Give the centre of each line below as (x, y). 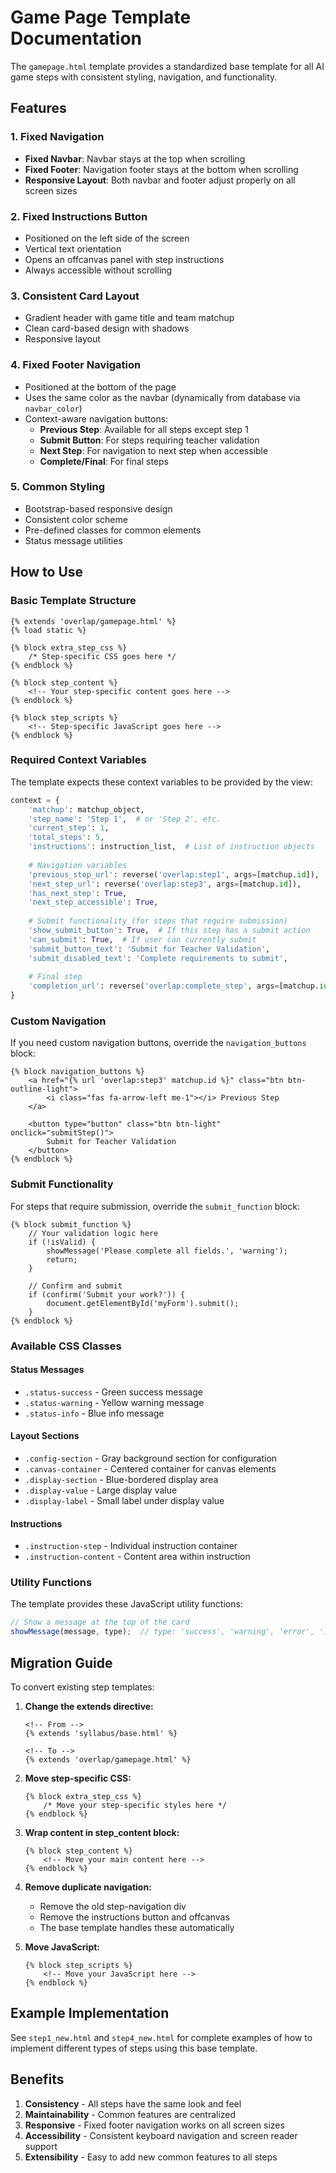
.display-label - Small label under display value (124, 1500)
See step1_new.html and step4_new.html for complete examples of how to (161, 2037)
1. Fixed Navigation (57, 137)
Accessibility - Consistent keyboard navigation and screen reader (161, 2135)
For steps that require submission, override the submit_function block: (155, 1206)
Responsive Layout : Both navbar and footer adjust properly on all (160, 180)
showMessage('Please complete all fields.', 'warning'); (167, 1251)
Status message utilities (73, 540)
